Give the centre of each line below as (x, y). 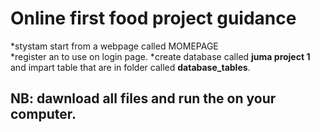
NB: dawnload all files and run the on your (143, 98)
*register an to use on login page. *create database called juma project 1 (160, 56)
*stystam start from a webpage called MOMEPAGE (114, 46)
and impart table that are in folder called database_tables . (130, 67)
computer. (43, 114)
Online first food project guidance (153, 18)
